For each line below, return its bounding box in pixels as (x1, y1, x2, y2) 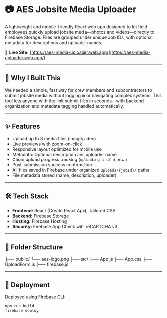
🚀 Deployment (5, 280, 50, 289)
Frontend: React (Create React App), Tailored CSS (12, 208, 116, 214)
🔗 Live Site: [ (5, 49, 32, 55)
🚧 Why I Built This (5, 74, 61, 82)
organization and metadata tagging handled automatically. (5, 103, 124, 109)
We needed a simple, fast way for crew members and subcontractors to (5, 87, 152, 93)
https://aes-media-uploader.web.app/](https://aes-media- (31, 49, 151, 55)
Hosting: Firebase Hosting (12, 218, 67, 224)
